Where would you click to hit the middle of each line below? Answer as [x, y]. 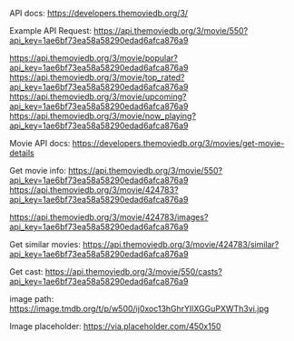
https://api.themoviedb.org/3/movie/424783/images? [109, 217]
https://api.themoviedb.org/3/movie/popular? [94, 58]
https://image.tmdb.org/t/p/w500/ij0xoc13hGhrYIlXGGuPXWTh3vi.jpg [139, 309]
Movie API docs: [40, 143]
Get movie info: [38, 170]
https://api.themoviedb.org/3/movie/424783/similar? [181, 244]
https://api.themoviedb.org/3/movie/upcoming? [98, 96]
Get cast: [26, 271]
